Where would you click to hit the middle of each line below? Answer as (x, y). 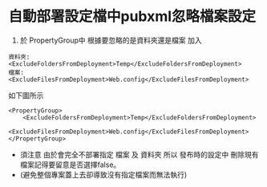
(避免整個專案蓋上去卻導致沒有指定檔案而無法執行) (103, 174)
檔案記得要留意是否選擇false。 (70, 165)
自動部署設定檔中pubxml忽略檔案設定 (132, 16)
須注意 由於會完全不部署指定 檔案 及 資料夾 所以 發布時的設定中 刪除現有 (139, 154)
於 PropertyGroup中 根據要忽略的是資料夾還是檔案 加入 (111, 40)
